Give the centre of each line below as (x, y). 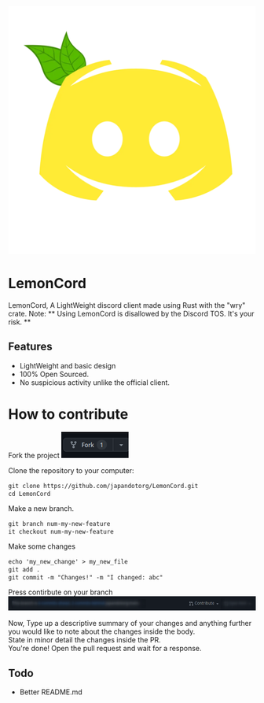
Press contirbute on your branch (60, 592)
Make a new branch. (41, 508)
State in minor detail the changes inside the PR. (84, 640)
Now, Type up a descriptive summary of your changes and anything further (130, 623)
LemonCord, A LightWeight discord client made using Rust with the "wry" (127, 305)
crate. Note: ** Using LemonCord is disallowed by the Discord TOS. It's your (131, 313)
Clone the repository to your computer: (71, 470)
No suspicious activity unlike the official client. (95, 382)
